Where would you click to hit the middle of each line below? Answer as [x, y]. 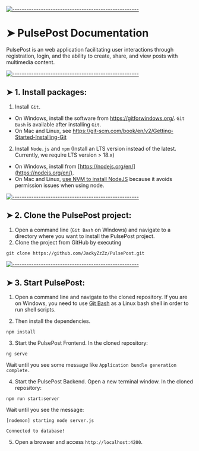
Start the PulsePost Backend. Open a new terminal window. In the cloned [104, 382]
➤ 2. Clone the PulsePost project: [69, 216]
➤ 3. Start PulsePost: [45, 283]
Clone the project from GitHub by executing [68, 242]
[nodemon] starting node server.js [50, 421]
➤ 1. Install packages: [47, 92]
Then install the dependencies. [53, 321]
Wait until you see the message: [45, 410]
